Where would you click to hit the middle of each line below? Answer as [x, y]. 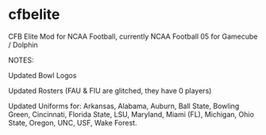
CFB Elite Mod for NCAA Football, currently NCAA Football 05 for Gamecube [133, 36]
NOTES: [21, 60]
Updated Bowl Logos [42, 75]
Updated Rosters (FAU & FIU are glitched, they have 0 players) [110, 90]
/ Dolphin [23, 44]
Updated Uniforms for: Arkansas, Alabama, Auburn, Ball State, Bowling [124, 106]
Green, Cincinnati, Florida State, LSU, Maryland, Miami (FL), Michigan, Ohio [131, 114]
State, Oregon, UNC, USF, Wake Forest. [73, 122]
